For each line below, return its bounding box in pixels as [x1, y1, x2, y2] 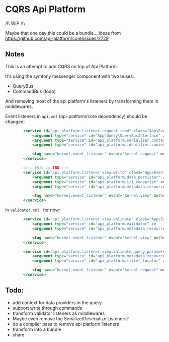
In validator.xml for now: [5, 207, 60, 213]
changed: [5, 119, 25, 125]
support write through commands [12, 305, 82, 311]
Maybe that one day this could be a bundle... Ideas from [5, 30, 121, 36]
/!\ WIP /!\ [5, 20, 25, 26]
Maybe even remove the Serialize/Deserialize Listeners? [12, 315, 129, 321]
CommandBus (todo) [12, 88, 56, 94]
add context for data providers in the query [12, 299, 102, 306]
